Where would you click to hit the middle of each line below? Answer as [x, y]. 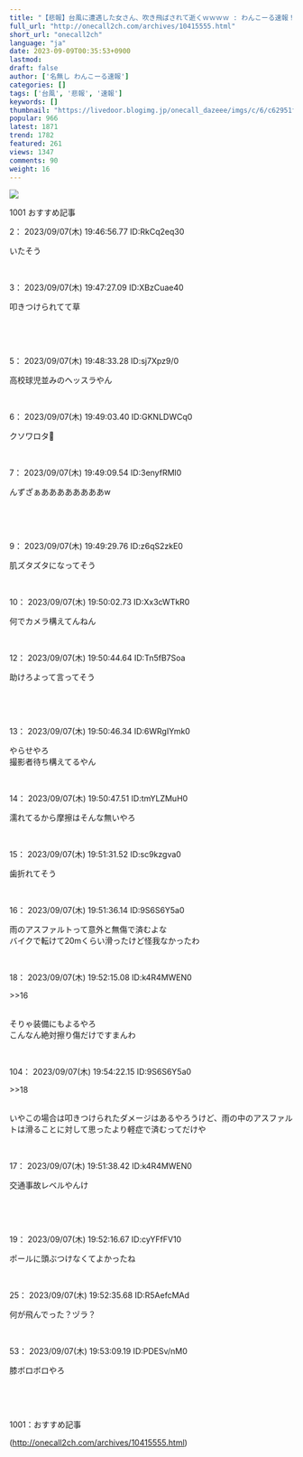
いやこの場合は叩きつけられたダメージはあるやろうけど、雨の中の [132, 1118]
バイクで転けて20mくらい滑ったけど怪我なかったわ [105, 941]
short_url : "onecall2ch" [56, 34]
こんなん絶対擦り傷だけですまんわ [73, 1035]
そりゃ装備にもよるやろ [53, 1024]
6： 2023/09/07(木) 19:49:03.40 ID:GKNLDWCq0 [101, 417]
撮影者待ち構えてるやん [53, 762]
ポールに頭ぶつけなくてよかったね [73, 1259]
